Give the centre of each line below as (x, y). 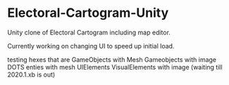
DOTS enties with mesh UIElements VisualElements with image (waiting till (115, 67)
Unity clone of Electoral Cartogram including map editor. (89, 32)
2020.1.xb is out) (31, 74)
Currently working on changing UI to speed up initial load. (91, 46)
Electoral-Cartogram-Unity (88, 13)
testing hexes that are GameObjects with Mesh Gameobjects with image (112, 59)
